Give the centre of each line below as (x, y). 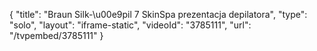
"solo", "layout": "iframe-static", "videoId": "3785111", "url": (130, 25)
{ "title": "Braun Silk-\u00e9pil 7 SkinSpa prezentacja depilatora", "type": (158, 14)
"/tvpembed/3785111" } (56, 35)
